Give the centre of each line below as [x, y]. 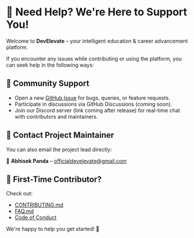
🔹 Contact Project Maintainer [60, 135]
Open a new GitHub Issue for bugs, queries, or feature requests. [92, 97]
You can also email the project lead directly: [59, 149]
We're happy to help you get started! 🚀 [53, 229]
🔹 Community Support [48, 84]
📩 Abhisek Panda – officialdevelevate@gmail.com [66, 161]
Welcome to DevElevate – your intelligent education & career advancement [97, 41]
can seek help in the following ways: [50, 65]
